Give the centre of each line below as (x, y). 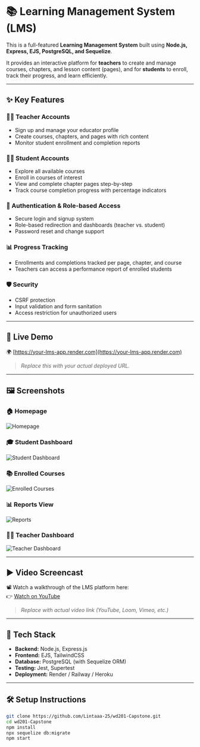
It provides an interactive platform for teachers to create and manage (91, 63)
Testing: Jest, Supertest (45, 668)
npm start (18, 739)
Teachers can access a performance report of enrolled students (93, 269)
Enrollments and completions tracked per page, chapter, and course (98, 262)
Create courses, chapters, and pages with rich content (82, 136)
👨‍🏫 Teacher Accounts (38, 117)
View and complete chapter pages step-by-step (74, 183)
